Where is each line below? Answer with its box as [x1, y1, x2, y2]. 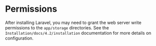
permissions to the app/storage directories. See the [5, 24, 109, 30]
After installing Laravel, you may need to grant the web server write [5, 20, 142, 25]
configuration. [5, 35, 33, 41]
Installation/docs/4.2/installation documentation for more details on [5, 30, 152, 36]
